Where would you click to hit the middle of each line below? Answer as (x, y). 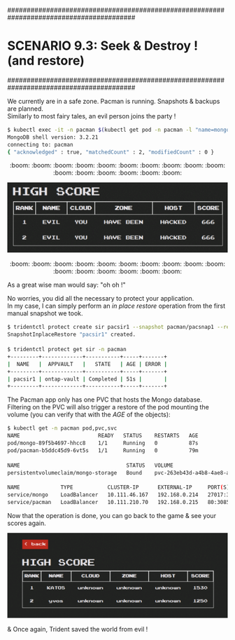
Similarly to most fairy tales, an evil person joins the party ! (92, 116)
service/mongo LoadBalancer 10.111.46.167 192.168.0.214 (103, 495)
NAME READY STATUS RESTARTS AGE (103, 436)
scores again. (27, 523)
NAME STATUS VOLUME (90, 465)
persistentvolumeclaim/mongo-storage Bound (74, 472)
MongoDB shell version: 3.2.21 (53, 137)
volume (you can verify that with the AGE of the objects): (89, 415)
